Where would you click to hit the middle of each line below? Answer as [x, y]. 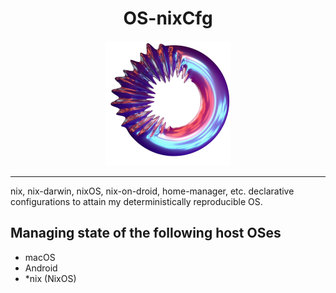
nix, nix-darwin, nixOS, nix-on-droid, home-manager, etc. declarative [152, 191]
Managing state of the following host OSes [146, 233]
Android [41, 268]
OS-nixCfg [168, 18]
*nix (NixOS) [50, 278]
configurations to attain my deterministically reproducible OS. [136, 201]
